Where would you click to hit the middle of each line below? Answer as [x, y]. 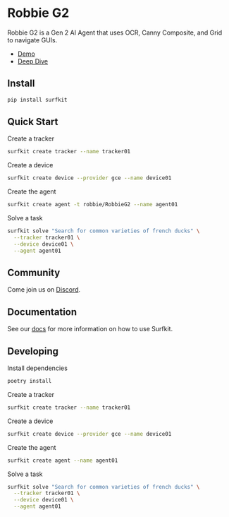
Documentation [42, 312]
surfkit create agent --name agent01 [63, 460]
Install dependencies [38, 368]
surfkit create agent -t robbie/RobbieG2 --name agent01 [93, 205]
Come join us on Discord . [44, 290]
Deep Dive [32, 61]
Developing [33, 351]
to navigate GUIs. [32, 40]
